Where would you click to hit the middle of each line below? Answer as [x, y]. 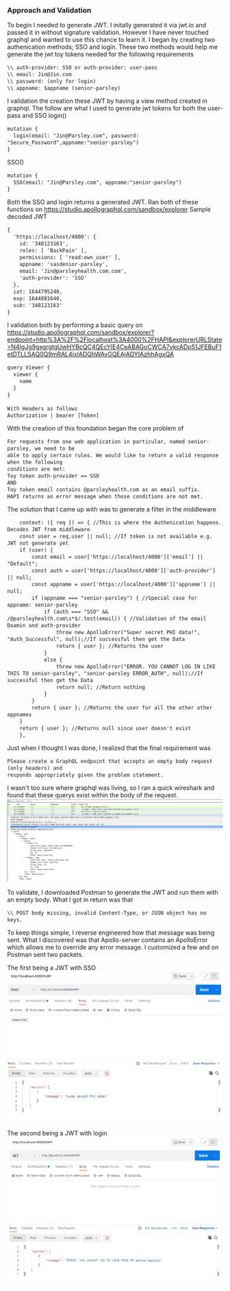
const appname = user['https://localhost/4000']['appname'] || [124, 585]
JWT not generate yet [38, 544]
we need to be [55, 449]
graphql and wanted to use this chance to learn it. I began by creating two [111, 40]
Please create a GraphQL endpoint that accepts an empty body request [110, 762]
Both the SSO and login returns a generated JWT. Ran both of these [103, 202]
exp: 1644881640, [38, 299]
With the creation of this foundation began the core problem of [95, 429]
